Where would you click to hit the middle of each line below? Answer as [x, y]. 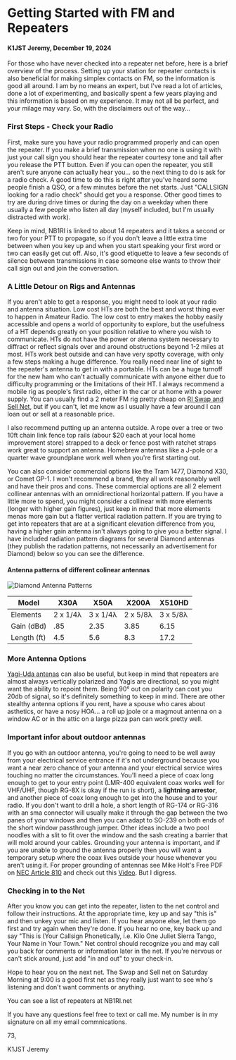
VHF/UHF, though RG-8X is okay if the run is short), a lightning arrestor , [112, 790]
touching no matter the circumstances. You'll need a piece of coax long [111, 775]
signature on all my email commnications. [67, 1022]
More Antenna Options [47, 659]
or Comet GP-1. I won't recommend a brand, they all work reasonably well [114, 479]
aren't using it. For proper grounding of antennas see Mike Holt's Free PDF [115, 865]
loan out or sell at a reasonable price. [61, 414]
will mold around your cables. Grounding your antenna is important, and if [114, 842]
